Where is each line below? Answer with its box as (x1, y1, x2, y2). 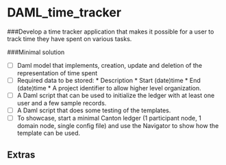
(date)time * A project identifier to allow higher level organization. (16, 84, 202, 92)
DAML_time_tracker (7, 5, 122, 21)
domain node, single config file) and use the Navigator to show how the (16, 122, 219, 130)
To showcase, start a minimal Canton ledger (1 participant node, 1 (16, 114, 202, 123)
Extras (7, 149, 36, 160)
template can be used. (16, 129, 81, 138)
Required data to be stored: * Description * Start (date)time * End (16, 77, 201, 84)
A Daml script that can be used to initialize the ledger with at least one (16, 91, 215, 100)
